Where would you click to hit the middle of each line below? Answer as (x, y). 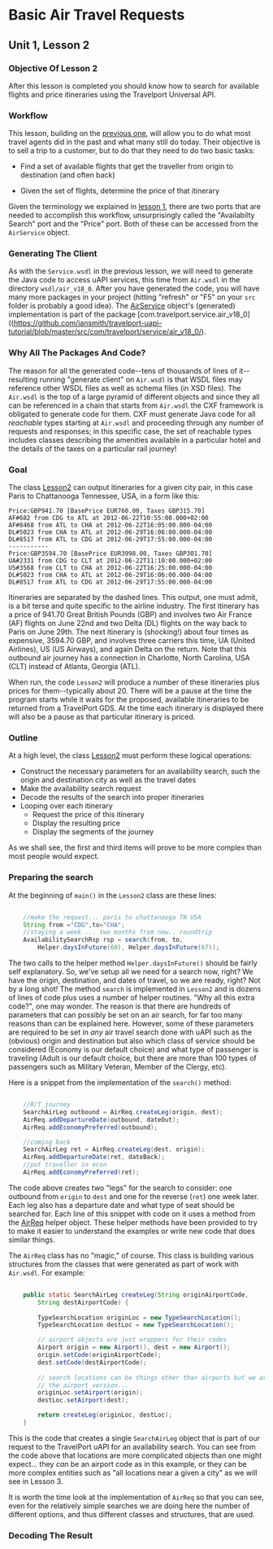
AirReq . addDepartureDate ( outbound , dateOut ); (102, 1120)
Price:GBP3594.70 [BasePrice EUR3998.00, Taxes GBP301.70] (110, 554)
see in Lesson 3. (36, 1481)
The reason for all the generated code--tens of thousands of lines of (123, 370)
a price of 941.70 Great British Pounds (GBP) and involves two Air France (130, 615)
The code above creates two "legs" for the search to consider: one (120, 1188)
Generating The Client (53, 254)
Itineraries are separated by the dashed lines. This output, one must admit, (133, 597)
